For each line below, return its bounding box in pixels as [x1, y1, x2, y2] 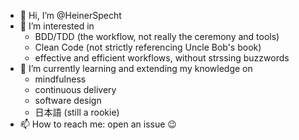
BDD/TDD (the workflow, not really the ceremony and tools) [34, 31, 280, 42]
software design [34, 95, 102, 106]
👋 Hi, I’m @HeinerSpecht [19, 10, 122, 21]
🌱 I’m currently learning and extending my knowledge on [19, 63, 253, 74]
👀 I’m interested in [19, 20, 95, 32]
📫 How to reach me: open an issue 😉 [19, 118, 177, 130]
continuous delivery [34, 84, 117, 95]
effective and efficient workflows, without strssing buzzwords [34, 52, 290, 64]
